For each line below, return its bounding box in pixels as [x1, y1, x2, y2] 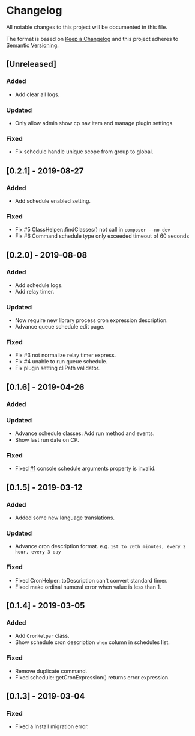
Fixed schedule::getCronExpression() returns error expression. [14, 673, 170, 681]
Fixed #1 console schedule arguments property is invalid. [14, 465, 156, 472]
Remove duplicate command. [14, 667, 88, 675]
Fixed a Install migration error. [14, 723, 89, 730]
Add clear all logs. [14, 91, 60, 98]
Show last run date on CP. [14, 436, 79, 444]
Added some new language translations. [14, 514, 115, 521]
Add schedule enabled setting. [14, 197, 91, 205]
